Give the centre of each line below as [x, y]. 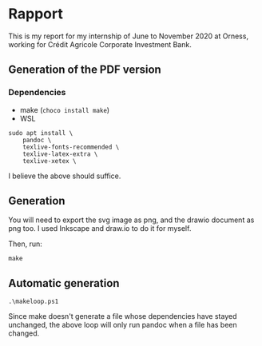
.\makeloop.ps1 [34, 302]
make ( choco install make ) [65, 109]
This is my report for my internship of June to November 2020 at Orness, [129, 36]
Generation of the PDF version [85, 70]
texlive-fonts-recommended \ [71, 147]
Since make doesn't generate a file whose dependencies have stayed [123, 316]
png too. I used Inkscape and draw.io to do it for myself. [100, 229]
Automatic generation [64, 283]
